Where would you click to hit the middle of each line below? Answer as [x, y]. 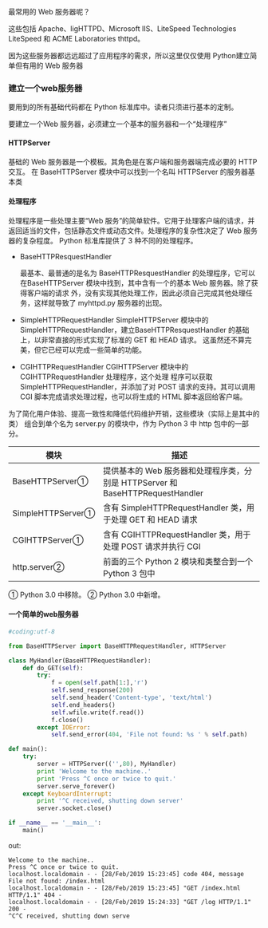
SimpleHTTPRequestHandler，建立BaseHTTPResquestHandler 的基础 [134, 330]
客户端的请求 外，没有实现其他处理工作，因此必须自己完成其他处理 [136, 293]
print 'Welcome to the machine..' [94, 771]
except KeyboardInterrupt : [67, 794]
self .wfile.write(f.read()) [98, 713]
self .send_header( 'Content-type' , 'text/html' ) [132, 698]
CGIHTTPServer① [48, 539]
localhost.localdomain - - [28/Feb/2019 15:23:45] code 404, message [126, 874]
